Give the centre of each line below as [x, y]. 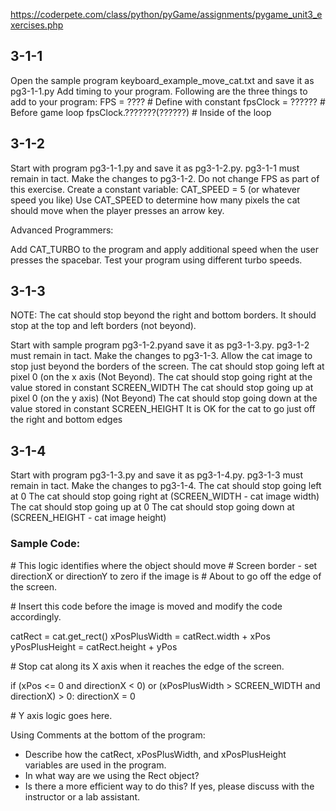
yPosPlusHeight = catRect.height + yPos [94, 646]
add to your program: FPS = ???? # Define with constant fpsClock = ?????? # [168, 101]
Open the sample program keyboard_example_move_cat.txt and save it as [162, 80]
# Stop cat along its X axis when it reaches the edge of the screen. [147, 666]
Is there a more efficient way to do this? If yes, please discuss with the [169, 786]
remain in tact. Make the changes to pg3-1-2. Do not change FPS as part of [165, 178]
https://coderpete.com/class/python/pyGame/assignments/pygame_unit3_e [166, 14]
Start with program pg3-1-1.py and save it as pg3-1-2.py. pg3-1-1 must [155, 168]
